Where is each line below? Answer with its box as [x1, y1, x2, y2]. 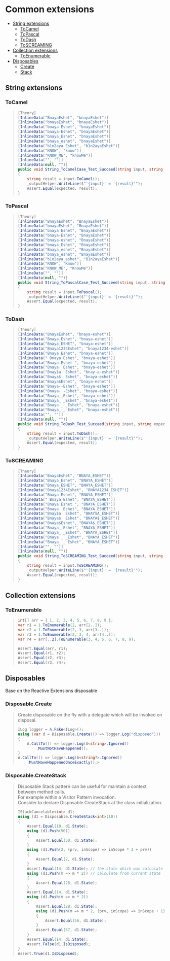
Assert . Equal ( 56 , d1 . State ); [45, 918, 107, 923]
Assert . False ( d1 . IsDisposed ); [27, 941, 91, 947]
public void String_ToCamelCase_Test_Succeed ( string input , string [17, 167, 163, 172]
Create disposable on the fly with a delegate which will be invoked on [17, 712, 162, 718]
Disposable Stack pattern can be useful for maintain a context [17, 783, 147, 790]
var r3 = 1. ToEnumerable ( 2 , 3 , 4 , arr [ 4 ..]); [17, 632, 115, 637]
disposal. [17, 717, 37, 724]
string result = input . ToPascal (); [27, 289, 102, 295]
